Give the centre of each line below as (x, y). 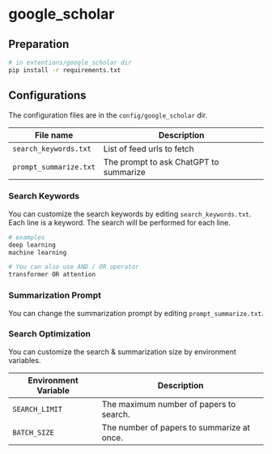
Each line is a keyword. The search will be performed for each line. (119, 222)
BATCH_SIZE (33, 432)
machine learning (38, 252)
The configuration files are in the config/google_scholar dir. (108, 115)
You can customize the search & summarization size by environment (122, 351)
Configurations (47, 95)
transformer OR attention (52, 275)
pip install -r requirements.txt (65, 70)
